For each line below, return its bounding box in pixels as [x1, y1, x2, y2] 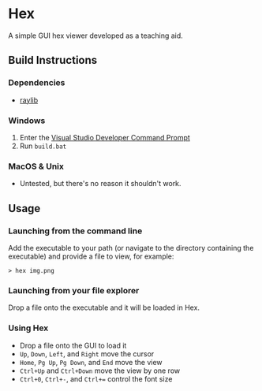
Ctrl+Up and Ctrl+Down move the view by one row [19, 366, 180, 375]
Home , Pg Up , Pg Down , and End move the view [19, 357, 163, 367]
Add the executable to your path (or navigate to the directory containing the [8, 243, 254, 252]
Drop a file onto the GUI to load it [19, 341, 127, 350]
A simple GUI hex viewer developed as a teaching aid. [8, 31, 183, 40]
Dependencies [8, 77, 65, 88]
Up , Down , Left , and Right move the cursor [19, 348, 155, 359]
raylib [19, 95, 39, 105]
